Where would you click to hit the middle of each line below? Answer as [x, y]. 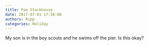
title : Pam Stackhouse [29, 10]
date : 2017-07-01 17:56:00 [33, 14]
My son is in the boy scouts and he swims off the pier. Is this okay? [74, 38]
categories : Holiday [27, 24]
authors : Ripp [20, 19]
